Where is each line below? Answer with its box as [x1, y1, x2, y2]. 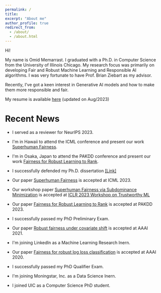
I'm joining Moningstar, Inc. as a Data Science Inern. [12, 273, 116, 279]
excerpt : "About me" [5, 16, 47, 21]
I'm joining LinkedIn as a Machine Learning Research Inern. [12, 240, 130, 245]
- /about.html [9, 34, 38, 39]
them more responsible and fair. [5, 87, 69, 93]
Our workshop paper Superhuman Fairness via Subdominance [12, 186, 137, 192]
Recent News [5, 114, 60, 124]
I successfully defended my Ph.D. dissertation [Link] [12, 168, 116, 174]
